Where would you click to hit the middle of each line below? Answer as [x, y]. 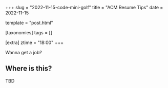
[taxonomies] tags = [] [29, 32]
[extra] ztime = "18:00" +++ [35, 42]
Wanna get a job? [24, 52]
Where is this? [29, 69]
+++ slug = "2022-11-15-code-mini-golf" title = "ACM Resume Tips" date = [84, 7]
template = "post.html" [29, 23]
